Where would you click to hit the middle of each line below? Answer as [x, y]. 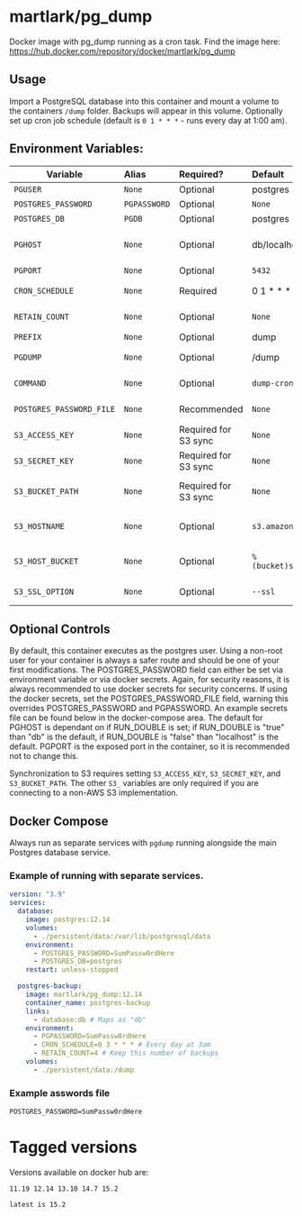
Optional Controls [60, 629]
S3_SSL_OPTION [44, 591]
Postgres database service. [60, 853]
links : [38, 1011]
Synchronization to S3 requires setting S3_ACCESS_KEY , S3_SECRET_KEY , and [145, 773]
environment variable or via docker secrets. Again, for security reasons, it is [150, 680]
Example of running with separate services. [107, 876]
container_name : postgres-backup [88, 1002]
